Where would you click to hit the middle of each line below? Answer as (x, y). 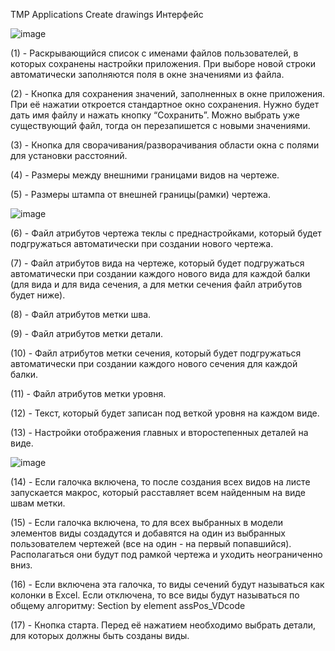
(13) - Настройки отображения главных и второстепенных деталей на (159, 432)
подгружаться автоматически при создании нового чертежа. (142, 243)
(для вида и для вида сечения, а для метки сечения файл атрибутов (156, 284)
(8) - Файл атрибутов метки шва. (81, 314)
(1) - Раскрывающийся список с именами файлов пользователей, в (154, 53)
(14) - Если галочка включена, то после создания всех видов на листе (160, 482)
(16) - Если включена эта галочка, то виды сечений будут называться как (167, 584)
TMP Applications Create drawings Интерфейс (107, 14)
